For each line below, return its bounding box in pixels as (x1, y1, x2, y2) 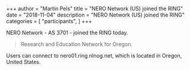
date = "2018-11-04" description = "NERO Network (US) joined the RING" (6, 11, 185, 18)
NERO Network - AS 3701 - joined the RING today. (6, 29, 129, 36)
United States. (6, 59, 41, 65)
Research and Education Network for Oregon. (20, 41, 132, 47)
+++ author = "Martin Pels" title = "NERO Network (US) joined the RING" (6, 5, 183, 12)
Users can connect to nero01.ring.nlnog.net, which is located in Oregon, (6, 52, 182, 59)
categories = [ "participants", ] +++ (6, 18, 92, 24)
